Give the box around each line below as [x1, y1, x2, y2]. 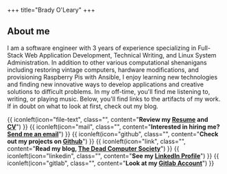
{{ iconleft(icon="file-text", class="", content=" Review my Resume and [7, 115, 208, 123]
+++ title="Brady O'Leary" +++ [7, 6, 95, 14]
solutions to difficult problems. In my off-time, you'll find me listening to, [7, 87, 211, 95]
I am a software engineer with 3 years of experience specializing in [7, 44, 197, 52]
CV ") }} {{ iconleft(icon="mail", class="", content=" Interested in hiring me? [7, 123, 220, 131]
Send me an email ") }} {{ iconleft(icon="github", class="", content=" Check [7, 129, 219, 138]
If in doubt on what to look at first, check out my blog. [7, 102, 159, 110]
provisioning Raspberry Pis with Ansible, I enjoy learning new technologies [7, 73, 218, 81]
